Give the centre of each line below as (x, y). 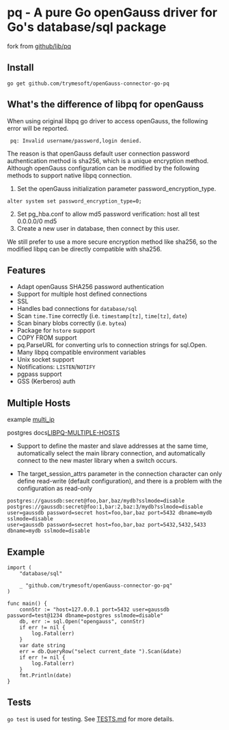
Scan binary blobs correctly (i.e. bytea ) (72, 323)
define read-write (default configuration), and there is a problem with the (119, 481)
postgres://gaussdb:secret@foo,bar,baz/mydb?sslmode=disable (96, 501)
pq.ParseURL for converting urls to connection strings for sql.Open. (112, 345)
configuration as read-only (54, 488)
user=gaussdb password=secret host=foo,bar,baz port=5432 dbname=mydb (110, 513)
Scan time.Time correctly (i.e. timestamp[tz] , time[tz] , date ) (102, 316)
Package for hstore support (56, 331)
